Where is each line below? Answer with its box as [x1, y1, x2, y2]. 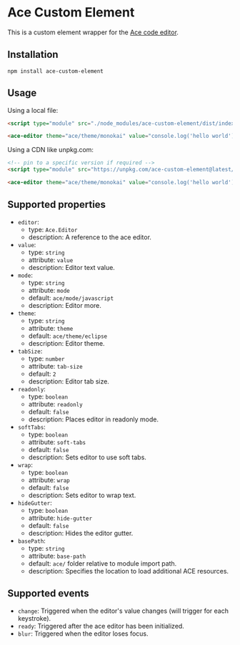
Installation [7, 49, 59, 61]
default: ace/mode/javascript [28, 294, 114, 302]
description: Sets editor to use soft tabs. [28, 453, 146, 461]
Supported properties [7, 199, 106, 211]
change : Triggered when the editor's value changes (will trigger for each [17, 606, 229, 615]
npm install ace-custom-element [7, 67, 104, 75]
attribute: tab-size [28, 361, 84, 370]
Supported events [7, 587, 89, 600]
